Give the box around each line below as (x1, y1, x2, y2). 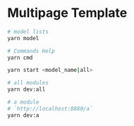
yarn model (7, 34, 39, 42)
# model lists (7, 28, 49, 35)
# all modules (7, 80, 49, 87)
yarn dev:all (7, 86, 46, 93)
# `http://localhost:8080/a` (7, 105, 93, 112)
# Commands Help (7, 47, 55, 54)
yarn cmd (7, 54, 33, 61)
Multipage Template (7, 5, 128, 21)
